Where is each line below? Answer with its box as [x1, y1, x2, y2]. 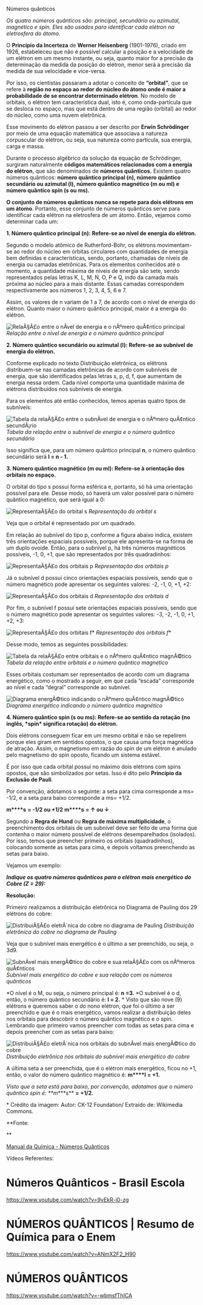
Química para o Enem [6, 1230, 116, 1244]
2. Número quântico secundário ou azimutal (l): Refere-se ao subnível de [6, 342, 193, 348]
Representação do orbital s [88, 508, 157, 515]
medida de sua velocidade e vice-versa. [6, 67, 107, 75]
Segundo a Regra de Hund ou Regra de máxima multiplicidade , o [6, 818, 171, 825]
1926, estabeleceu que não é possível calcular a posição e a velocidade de [6, 48, 193, 55]
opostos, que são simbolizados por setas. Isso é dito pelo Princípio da [6, 770, 182, 777]
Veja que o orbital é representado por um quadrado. [6, 520, 136, 526]
